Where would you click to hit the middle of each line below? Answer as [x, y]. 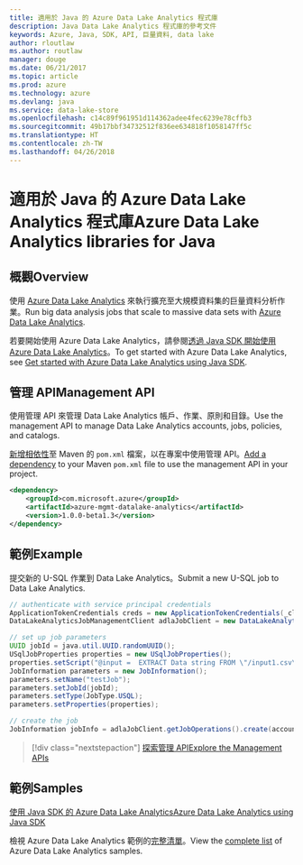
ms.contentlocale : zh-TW [56, 143]
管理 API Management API [82, 393]
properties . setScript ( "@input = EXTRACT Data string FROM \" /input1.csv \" [155, 663]
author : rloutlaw [42, 43]
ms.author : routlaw [46, 51]
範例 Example [46, 554]
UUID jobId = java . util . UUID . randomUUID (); [92, 646]
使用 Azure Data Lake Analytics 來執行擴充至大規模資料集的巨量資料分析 [143, 300]
